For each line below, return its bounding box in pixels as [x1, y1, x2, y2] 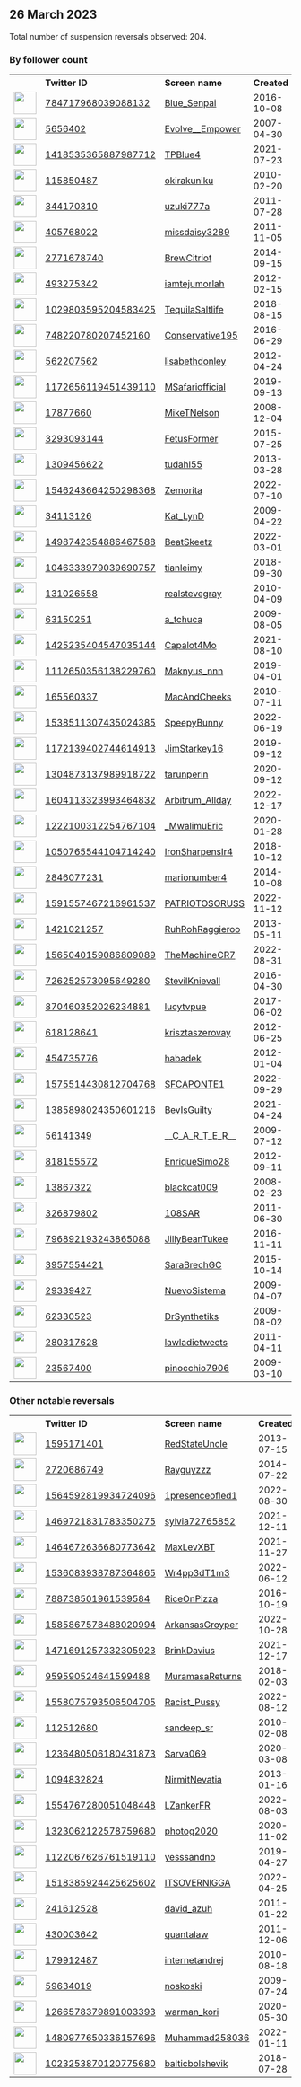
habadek [164, 1052, 202, 1065]
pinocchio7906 [164, 1362, 230, 1375]
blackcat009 [164, 1181, 218, 1193]
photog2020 [164, 1825, 218, 1837]
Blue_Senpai [164, 97, 217, 110]
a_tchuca [164, 613, 203, 626]
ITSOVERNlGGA [164, 1877, 231, 1889]
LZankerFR [164, 1800, 211, 1812]
